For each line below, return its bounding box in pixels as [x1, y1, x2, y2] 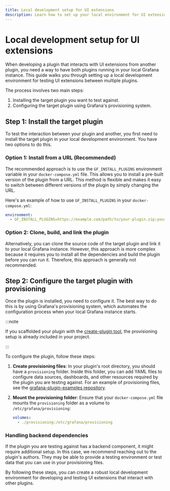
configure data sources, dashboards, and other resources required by [12, 374, 158, 380]
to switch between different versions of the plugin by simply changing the [5, 182, 159, 188]
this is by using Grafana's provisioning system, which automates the [5, 304, 147, 310]
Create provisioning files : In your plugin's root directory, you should [12, 363, 155, 369]
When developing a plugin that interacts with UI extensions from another [5, 61, 156, 67]
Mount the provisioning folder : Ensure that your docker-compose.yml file [12, 395, 163, 401]
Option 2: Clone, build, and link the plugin [5, 229, 109, 236]
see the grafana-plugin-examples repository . [12, 385, 106, 391]
